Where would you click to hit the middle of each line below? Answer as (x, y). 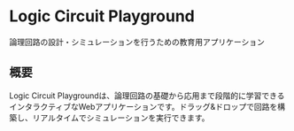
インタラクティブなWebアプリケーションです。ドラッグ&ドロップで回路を (143, 106)
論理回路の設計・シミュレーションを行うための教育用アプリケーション (137, 42)
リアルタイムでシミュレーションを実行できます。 (121, 118)
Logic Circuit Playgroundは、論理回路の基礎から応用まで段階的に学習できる (147, 96)
